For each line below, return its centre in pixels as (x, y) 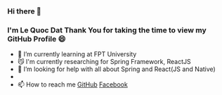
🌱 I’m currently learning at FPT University (77, 54)
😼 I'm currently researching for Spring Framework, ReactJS (104, 62)
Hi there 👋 (25, 11)
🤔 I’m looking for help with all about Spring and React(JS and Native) (116, 69)
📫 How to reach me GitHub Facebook (72, 84)
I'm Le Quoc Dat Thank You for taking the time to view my (107, 30)
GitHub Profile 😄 (37, 39)
